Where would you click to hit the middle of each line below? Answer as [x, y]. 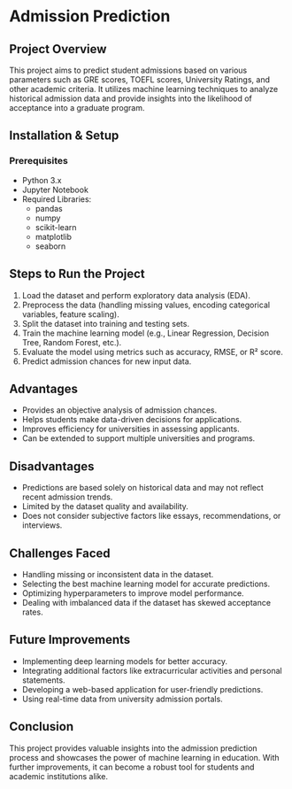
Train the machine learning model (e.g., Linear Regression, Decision [146, 333]
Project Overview [58, 49]
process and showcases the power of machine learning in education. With [145, 757]
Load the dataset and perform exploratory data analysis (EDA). [136, 295]
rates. [32, 612]
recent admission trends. [67, 497]
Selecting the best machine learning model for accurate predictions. [146, 584]
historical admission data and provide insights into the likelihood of [131, 98]
